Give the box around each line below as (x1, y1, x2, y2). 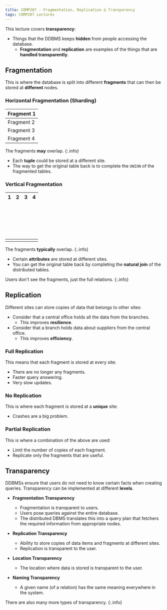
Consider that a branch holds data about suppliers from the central (12, 325, 150, 331)
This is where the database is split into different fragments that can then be (5, 79, 161, 85)
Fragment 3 (7, 126, 35, 133)
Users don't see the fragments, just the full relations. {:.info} (5, 276, 129, 282)
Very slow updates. (12, 380, 52, 386)
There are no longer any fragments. (12, 369, 86, 375)
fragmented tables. (12, 168, 52, 174)
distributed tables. (12, 266, 50, 272)
